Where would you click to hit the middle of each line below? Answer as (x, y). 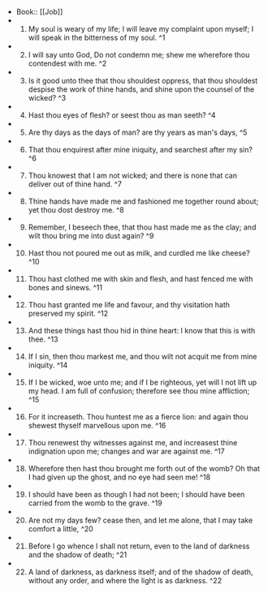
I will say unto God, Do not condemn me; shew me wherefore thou (139, 55)
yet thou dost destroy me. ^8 (76, 210)
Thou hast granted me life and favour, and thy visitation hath (129, 305)
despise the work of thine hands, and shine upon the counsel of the (141, 89)
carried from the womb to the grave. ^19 (95, 503)
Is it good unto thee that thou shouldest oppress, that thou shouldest (143, 81)
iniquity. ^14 (48, 365)
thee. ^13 (43, 339)
